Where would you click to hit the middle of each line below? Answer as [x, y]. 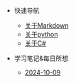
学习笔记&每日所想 [41, 58]
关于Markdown [47, 26]
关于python [41, 34]
